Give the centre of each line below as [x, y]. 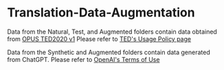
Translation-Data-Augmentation [101, 13]
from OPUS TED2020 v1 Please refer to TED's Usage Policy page [99, 38]
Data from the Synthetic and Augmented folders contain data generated [109, 52]
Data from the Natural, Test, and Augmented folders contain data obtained [112, 32]
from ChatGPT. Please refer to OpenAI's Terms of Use [83, 59]
